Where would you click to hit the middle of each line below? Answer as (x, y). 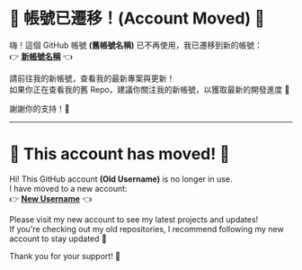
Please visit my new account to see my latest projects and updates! (134, 219)
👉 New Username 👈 (51, 198)
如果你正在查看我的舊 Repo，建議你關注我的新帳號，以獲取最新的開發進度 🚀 (150, 89)
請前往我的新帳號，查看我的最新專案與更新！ (92, 78)
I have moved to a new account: (68, 188)
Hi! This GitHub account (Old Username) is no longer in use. (121, 179)
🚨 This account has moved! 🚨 (120, 154)
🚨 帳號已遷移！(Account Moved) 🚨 (137, 18)
